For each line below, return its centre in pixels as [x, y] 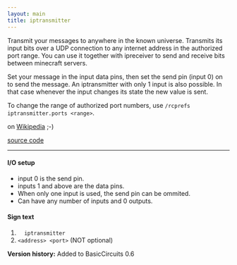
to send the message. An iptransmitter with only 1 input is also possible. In [115, 84]
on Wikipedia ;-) [31, 126]
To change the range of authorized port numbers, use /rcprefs [99, 105]
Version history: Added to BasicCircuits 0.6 [71, 254]
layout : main [26, 14]
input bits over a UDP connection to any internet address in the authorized [115, 48]
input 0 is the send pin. [51, 178]
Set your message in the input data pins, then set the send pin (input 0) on [115, 76]
